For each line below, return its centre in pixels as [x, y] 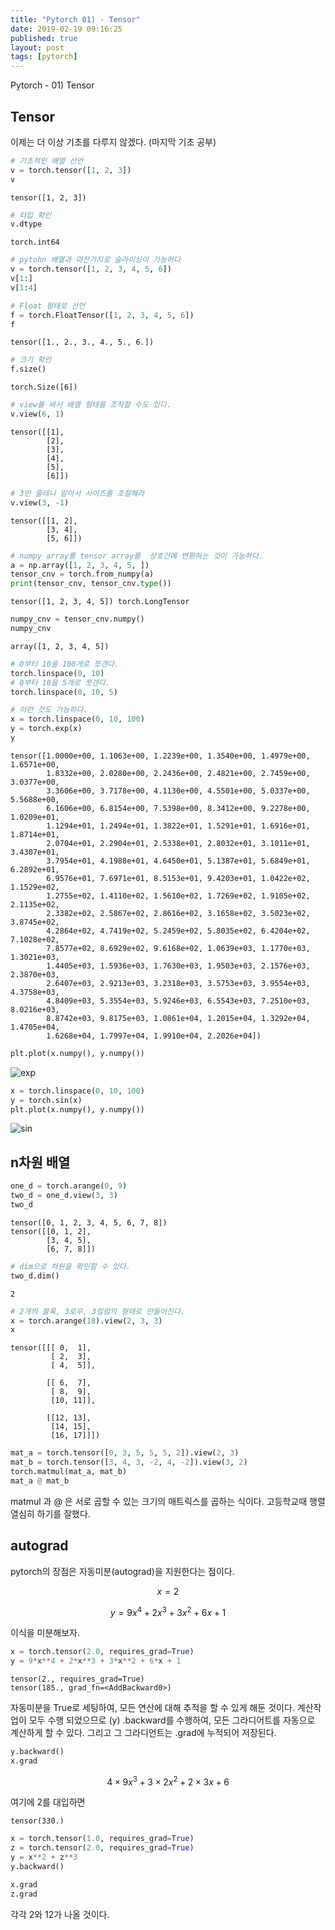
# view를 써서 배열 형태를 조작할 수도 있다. [91, 405]
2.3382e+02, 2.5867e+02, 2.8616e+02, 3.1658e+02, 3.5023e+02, [178, 913]
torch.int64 [35, 242]
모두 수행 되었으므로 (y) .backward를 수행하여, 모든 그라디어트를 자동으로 [172, 1720]
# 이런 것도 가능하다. [49, 710]
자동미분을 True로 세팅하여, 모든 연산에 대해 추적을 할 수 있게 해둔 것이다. [152, 1707]
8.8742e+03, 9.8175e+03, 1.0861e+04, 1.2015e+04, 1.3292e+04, [178, 1018]
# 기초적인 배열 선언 [47, 161]
